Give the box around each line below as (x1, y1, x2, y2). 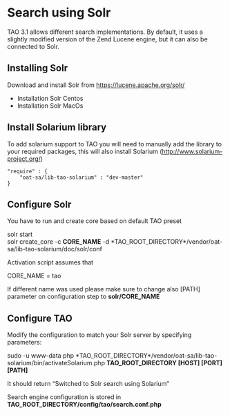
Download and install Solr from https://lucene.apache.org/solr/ (7, 81, 185, 89)
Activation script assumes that (7, 258, 94, 267)
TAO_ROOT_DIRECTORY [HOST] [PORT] (106, 359, 223, 367)
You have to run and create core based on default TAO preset (7, 217, 182, 225)
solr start (7, 230, 33, 239)
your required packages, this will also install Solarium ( (7, 147, 162, 155)
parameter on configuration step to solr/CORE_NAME (7, 292, 160, 301)
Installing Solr (7, 62, 68, 74)
